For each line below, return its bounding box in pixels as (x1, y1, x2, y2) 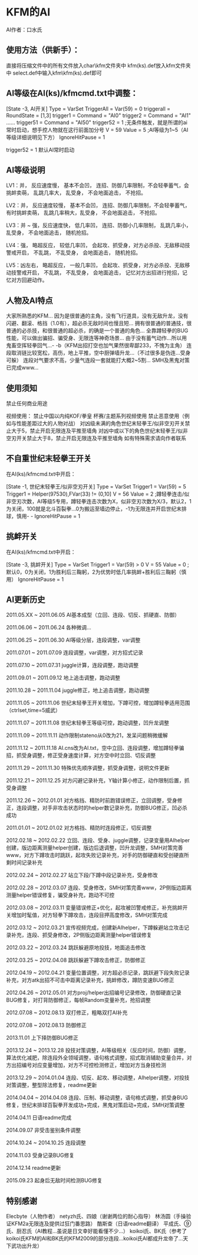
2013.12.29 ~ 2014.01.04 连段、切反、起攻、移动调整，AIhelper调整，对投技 (6, 1074, 190, 1081)
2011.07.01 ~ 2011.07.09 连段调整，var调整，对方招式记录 (6, 649, 143, 656)
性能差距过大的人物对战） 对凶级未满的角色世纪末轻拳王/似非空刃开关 (16, 420, 185, 426)
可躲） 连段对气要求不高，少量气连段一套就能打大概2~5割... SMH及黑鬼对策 (6, 357, 190, 364)
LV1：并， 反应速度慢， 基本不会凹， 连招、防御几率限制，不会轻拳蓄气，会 (6, 182, 190, 189)
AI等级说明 (6, 165, 45, 175)
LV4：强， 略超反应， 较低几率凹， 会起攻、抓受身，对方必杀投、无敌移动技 (6, 242, 190, 249)
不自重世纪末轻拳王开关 (6, 454, 91, 464)
